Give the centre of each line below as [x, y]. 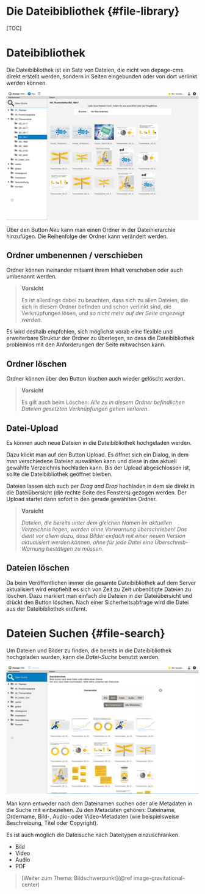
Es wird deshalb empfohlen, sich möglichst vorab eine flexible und [89, 332]
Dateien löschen [38, 568]
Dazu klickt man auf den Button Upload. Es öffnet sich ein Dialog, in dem [98, 455]
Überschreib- [171, 542]
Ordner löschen [37, 364]
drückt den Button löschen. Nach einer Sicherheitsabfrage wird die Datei [98, 602]
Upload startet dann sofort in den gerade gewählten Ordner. [82, 499]
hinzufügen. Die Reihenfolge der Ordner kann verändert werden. [87, 236]
